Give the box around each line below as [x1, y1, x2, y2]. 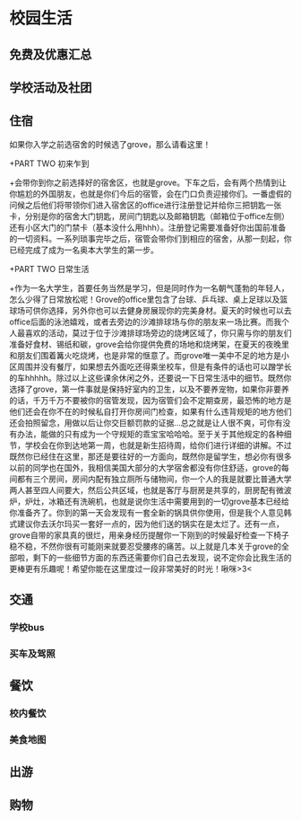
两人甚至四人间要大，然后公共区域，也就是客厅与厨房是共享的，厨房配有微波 [9, 484, 292, 495]
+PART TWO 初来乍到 [9, 158, 90, 169]
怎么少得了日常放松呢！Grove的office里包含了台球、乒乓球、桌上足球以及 [9, 294, 280, 304]
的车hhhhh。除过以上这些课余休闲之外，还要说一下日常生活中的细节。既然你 [9, 372, 292, 383]
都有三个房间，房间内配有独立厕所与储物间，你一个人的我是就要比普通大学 [16, 473, 292, 484]
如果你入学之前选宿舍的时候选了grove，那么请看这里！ [9, 138, 211, 149]
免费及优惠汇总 [9, 47, 92, 62]
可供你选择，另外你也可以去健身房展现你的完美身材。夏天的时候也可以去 [24, 304, 292, 315]
